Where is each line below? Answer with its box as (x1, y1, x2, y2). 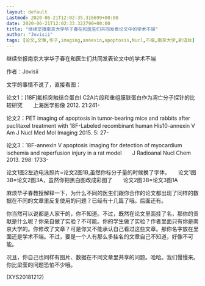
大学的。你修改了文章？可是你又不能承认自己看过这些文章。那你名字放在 (11, 226, 193, 232)
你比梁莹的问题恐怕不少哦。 (6, 261, 76, 268)
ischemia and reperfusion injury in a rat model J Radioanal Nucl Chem (6, 149, 191, 156)
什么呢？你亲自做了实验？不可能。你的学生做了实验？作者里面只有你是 (16, 218, 193, 225)
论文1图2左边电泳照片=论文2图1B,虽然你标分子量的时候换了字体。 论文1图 (6, 169, 196, 176)
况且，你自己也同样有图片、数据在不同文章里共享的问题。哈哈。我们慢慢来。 (6, 254, 199, 260)
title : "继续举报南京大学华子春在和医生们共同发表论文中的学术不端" (6, 26, 159, 32)
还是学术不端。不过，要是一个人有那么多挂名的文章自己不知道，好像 (11, 233, 183, 240)
